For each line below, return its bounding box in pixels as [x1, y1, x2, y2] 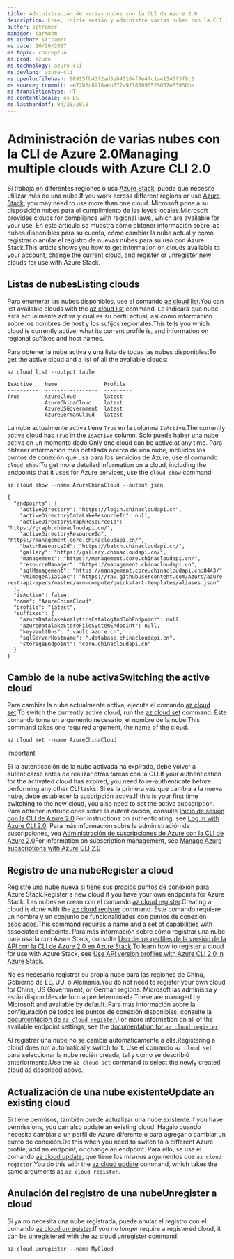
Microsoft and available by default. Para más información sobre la [7, 1000, 196, 1009]
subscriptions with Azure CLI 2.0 [7, 844, 101, 853]
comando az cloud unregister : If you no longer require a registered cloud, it [7, 1224, 221, 1232]
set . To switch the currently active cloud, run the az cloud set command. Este [7, 708, 227, 716]
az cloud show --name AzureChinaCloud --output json [7, 481, 164, 489]
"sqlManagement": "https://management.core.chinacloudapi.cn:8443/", [19, 567, 226, 574]
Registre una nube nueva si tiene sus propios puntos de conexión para [7, 883, 210, 891]
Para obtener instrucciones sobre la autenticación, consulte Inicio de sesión [7, 807, 225, 816]
